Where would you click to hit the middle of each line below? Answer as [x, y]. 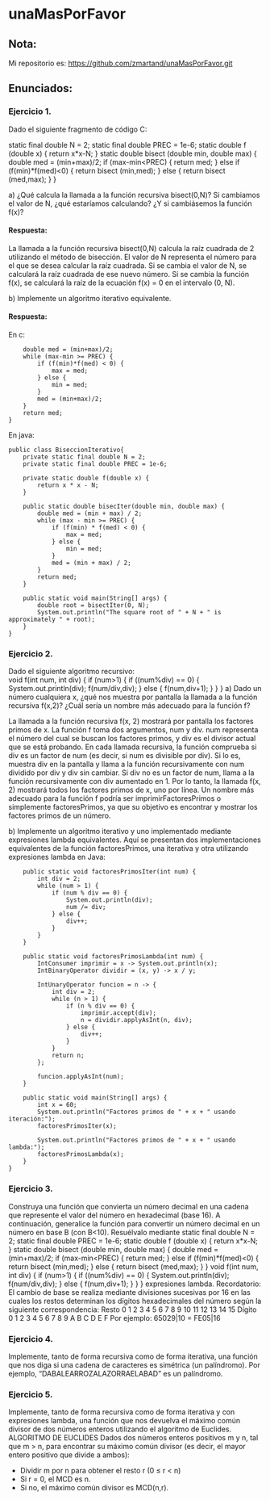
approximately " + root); [52, 620]
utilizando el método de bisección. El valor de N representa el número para [133, 257]
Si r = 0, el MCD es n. [55, 1479]
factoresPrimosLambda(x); [81, 1154]
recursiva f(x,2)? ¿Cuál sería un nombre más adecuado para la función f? [129, 706]
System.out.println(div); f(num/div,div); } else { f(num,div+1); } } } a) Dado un [135, 689]
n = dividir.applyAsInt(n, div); [137, 1020]
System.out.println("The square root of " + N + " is [129, 613]
